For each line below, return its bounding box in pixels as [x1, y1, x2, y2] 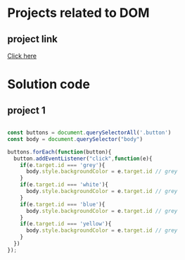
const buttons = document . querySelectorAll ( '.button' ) [7, 129, 172, 136]
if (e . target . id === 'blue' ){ [20, 201, 106, 208]
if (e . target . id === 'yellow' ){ [20, 221, 112, 228]
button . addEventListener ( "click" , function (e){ [13, 155, 153, 162]
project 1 [7, 104, 46, 116]
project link [7, 33, 58, 45]
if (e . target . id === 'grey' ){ [20, 161, 106, 168]
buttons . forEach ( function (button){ [7, 148, 112, 156]
